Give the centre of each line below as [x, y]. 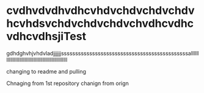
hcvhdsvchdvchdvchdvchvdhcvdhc [100, 23]
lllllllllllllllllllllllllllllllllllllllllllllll [37, 60]
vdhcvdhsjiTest [46, 36]
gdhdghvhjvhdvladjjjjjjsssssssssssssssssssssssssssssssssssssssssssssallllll [103, 53]
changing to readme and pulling [46, 71]
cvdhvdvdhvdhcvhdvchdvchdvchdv [100, 11]
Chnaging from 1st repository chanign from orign [68, 83]
